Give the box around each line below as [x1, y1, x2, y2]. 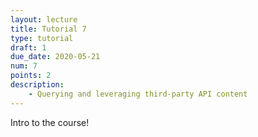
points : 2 [10, 71, 52, 81]
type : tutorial [10, 33, 74, 43]
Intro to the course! [10, 116, 90, 128]
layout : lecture [10, 14, 78, 25]
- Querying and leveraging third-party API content [28, 89, 248, 99]
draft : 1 [10, 42, 47, 53]
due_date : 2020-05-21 [10, 52, 101, 62]
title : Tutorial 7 [10, 24, 87, 34]
